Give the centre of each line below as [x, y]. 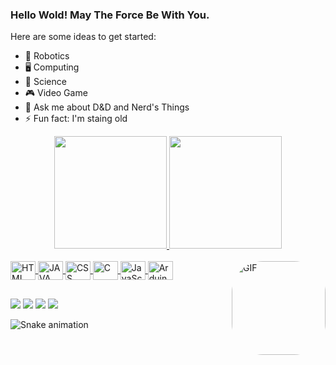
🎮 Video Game [56, 93]
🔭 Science [45, 82]
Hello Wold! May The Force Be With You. [110, 15]
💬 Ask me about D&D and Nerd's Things [107, 107]
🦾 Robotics [47, 56]
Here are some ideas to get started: [83, 37]
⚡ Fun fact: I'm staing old [76, 119]
